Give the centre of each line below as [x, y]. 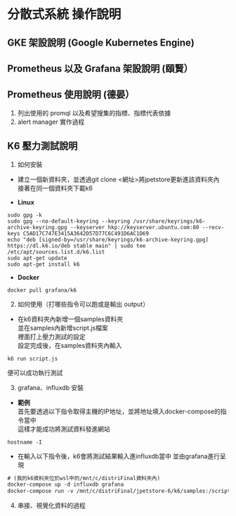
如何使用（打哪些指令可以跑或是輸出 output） [83, 304]
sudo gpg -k [25, 215]
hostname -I [25, 442]
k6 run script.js [33, 359]
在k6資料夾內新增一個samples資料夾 [70, 319]
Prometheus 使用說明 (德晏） [71, 95]
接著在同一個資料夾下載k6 [55, 188]
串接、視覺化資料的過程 [51, 505]
